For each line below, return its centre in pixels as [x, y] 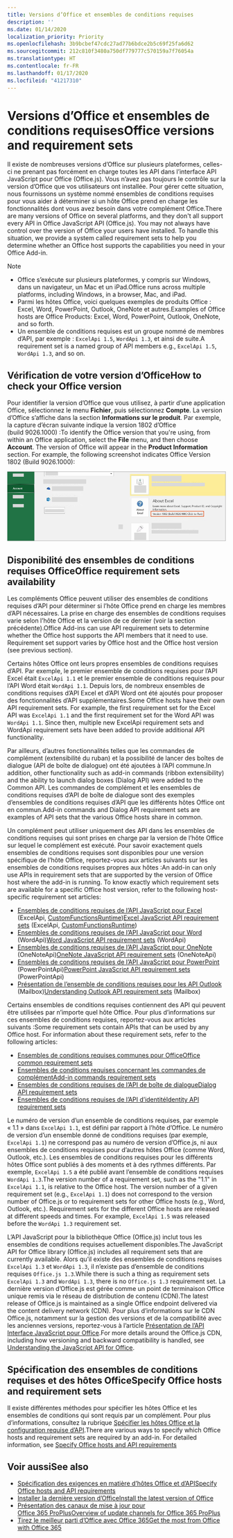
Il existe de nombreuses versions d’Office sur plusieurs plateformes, [104, 164]
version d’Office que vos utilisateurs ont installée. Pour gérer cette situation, [115, 187]
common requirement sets [55, 1063]
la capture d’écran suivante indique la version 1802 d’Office [92, 425]
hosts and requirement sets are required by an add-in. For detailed [102, 1437]
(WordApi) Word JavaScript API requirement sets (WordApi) [102, 940]
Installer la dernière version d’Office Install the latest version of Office [115, 1498]
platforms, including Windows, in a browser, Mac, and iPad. [102, 294]
